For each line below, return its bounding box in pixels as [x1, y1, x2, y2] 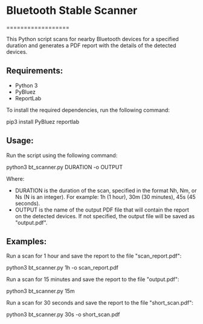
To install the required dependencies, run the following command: [6, 106, 170, 114]
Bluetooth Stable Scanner [6, 4, 138, 18]
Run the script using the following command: [6, 152, 118, 159]
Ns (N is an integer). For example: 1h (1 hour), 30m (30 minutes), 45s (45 [14, 193, 196, 200]
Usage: [6, 135, 34, 146]
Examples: [6, 236, 47, 247]
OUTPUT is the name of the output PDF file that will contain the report [14, 206, 189, 213]
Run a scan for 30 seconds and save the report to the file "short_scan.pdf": [6, 299, 193, 306]
